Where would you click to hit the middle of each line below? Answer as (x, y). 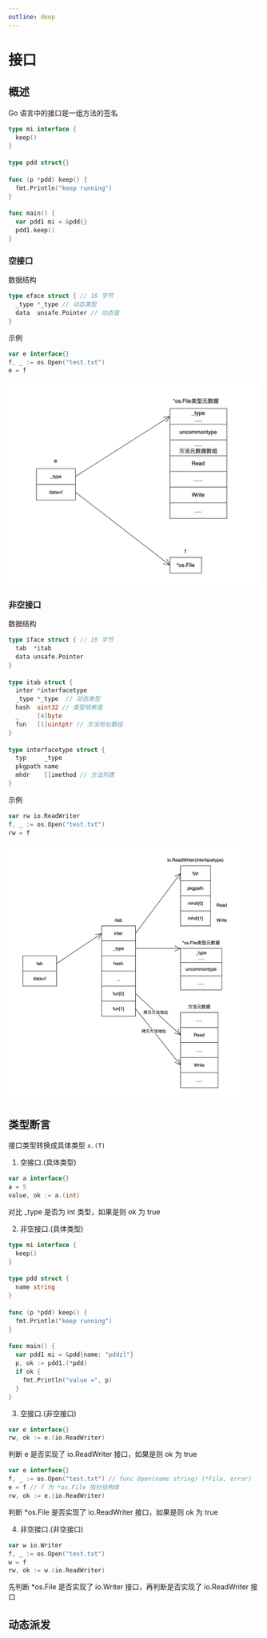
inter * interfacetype (52, 690)
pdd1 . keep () (36, 231)
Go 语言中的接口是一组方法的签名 (63, 113)
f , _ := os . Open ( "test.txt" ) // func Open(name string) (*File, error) (130, 1479)
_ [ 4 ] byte (39, 716)
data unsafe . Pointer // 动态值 (68, 312)
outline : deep (32, 17)
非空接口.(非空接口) (52, 1529)
